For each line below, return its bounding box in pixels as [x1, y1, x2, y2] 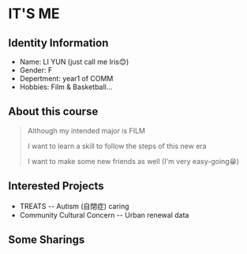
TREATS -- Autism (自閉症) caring [19, 201, 129, 211]
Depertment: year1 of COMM [19, 74, 114, 83]
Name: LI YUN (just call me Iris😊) [19, 57, 129, 66]
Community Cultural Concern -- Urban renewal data [19, 210, 189, 219]
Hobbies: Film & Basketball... [19, 82, 113, 92]
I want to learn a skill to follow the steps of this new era [27, 141, 207, 151]
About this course [8, 105, 99, 118]
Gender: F [19, 65, 53, 75]
